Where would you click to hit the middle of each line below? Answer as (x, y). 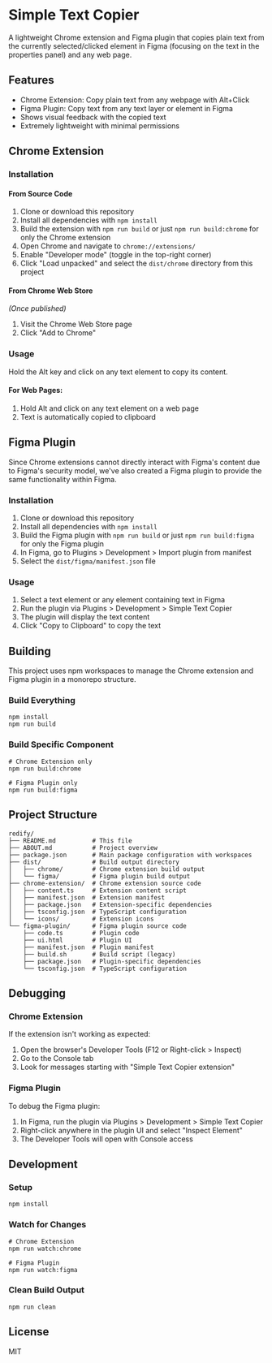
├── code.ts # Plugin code (81, 933)
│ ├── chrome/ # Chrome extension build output (107, 869)
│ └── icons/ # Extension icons (81, 919)
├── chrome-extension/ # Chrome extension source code (105, 883)
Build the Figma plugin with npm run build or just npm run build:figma (137, 535)
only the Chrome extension (65, 238)
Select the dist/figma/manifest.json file (88, 561)
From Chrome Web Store (51, 291)
